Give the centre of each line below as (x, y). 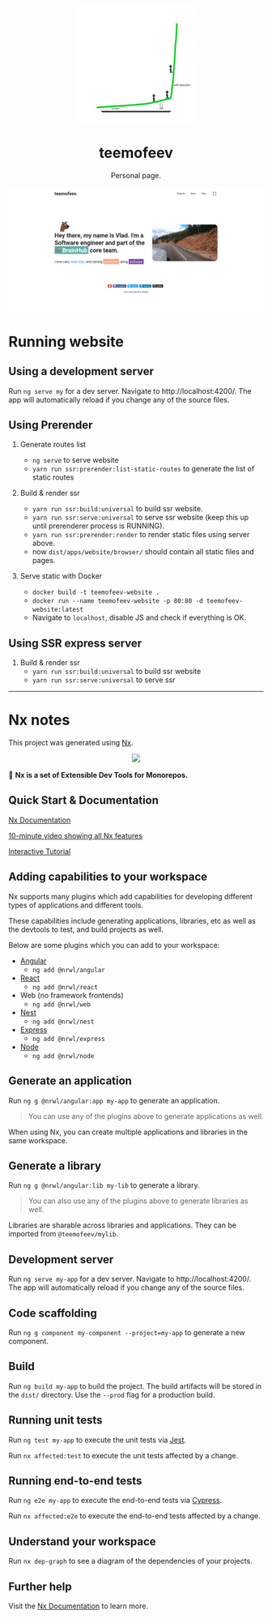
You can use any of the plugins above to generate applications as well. (146, 1116)
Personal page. (136, 175)
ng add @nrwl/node (63, 1056)
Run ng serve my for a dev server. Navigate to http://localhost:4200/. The (130, 391)
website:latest (57, 610)
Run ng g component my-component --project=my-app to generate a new (127, 1332)
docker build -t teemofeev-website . (96, 593)
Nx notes (39, 720)
